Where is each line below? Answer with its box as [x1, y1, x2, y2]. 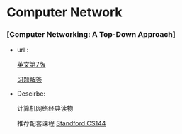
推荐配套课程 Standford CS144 [16, 119, 106, 128]
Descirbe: [16, 89, 46, 98]
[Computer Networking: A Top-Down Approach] [6, 30, 176, 40]
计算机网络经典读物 [16, 104, 74, 113]
